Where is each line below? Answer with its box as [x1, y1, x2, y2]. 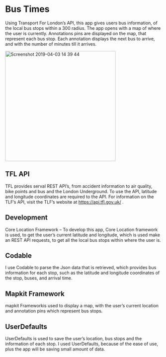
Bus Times [5, 3, 50, 15]
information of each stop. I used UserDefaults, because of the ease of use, [5, 341, 158, 347]
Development [5, 214, 48, 222]
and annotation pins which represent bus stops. [5, 308, 103, 314]
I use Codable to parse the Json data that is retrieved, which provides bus [5, 265, 157, 271]
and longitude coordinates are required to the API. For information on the [5, 194, 154, 200]
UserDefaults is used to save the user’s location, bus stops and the [5, 336, 142, 341]
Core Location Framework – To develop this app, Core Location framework [5, 226, 158, 232]
